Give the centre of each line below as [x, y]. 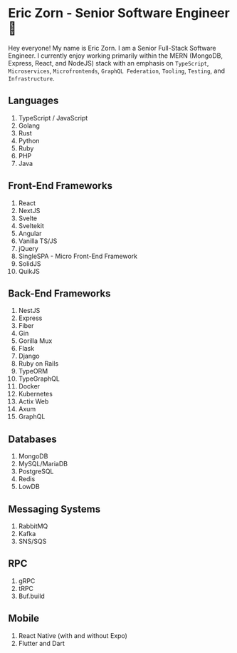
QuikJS [29, 271]
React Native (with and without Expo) [73, 635]
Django [29, 356]
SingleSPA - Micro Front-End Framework [78, 256]
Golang [29, 125]
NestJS [29, 311]
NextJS [29, 210]
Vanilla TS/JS [38, 241]
